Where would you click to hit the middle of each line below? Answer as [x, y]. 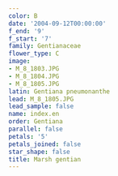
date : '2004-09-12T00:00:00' [57, 24]
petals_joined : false [45, 144]
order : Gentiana [36, 122]
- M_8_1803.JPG [34, 69]
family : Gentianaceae [45, 46]
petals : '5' [28, 136]
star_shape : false [39, 152]
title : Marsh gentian [45, 159]
